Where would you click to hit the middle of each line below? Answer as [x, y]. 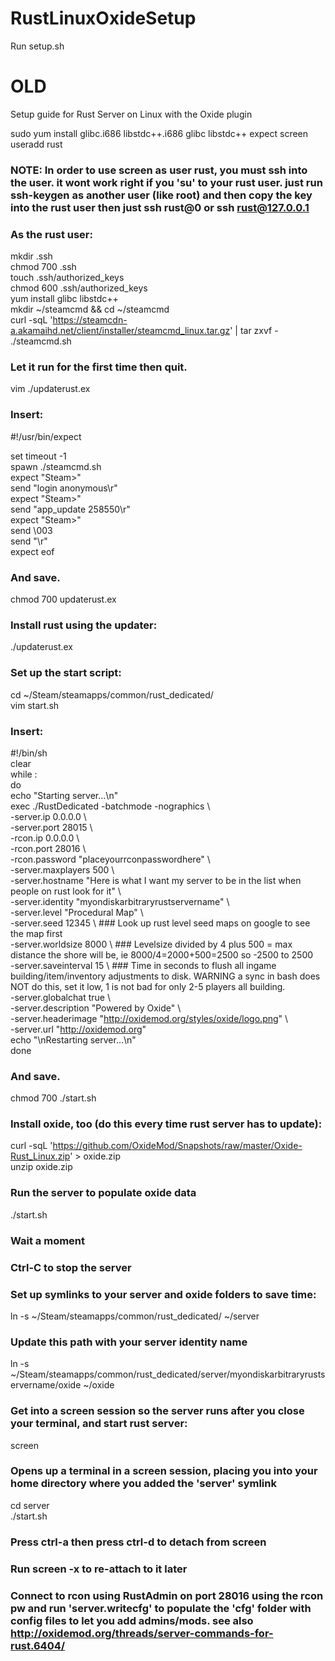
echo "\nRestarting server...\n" [73, 1039]
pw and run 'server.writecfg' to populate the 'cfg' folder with [161, 1608]
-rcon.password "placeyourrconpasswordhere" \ [110, 859]
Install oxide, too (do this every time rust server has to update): [166, 1124]
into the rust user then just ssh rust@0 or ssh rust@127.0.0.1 [160, 207]
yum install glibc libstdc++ [64, 299]
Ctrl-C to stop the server [71, 1267]
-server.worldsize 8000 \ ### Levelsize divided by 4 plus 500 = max [151, 944]
